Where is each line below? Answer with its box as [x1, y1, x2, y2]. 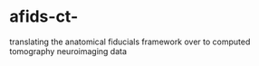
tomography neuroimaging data [9, 45, 128, 56]
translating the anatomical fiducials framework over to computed [9, 36, 251, 47]
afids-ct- [9, 6, 79, 27]
